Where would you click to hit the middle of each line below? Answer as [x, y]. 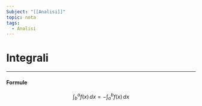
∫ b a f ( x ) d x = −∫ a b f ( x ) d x [101, 97]
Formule [17, 82]
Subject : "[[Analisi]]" [36, 12]
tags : [13, 23]
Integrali [28, 58]
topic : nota [21, 17]
